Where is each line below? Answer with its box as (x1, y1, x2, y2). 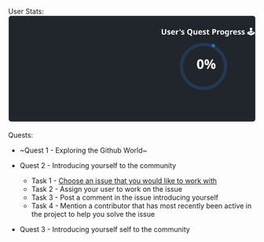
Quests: (8, 130, 34, 140)
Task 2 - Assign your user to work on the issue (31, 185, 183, 194)
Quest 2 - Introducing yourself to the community (19, 161, 177, 170)
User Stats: (8, 7, 45, 16)
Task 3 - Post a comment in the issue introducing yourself (31, 192, 218, 203)
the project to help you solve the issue (31, 210, 156, 219)
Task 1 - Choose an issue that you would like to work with (31, 176, 218, 185)
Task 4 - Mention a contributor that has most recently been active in (31, 201, 252, 211)
